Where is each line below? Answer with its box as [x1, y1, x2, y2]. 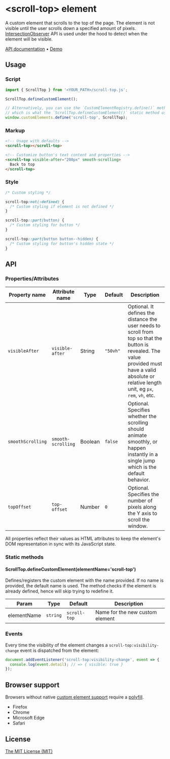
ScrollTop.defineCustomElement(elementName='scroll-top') [5, 566, 136, 572]
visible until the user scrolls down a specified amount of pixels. [5, 25, 137, 31]
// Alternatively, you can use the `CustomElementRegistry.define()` [5, 106, 155, 111]
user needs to [127, 322, 161, 329]
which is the [127, 464, 157, 471]
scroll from [127, 328, 153, 335]
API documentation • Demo [5, 46, 63, 52]
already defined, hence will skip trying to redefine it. [5, 588, 114, 594]
